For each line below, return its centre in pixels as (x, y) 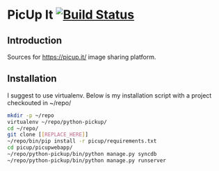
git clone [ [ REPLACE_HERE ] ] (48, 135)
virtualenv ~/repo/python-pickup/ (57, 122)
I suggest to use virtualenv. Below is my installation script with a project (109, 95)
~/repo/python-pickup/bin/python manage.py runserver (87, 160)
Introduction (35, 40)
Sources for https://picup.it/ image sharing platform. (82, 57)
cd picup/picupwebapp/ (40, 148)
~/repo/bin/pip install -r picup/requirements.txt (82, 141)
